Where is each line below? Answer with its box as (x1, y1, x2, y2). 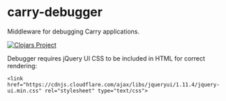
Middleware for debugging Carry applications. (7, 27, 140, 36)
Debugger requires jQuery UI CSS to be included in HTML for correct (7, 54, 206, 63)
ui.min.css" (7, 87, 42, 94)
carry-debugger (7, 4, 103, 20)
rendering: (7, 61, 37, 70)
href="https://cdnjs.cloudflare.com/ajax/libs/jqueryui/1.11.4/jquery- (7, 81, 220, 88)
